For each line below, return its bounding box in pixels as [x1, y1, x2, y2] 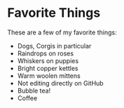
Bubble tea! [17, 86, 51, 95]
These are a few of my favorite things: [7, 28, 117, 36]
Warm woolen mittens [17, 72, 81, 80]
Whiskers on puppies [17, 56, 79, 65]
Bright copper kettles [17, 64, 78, 72]
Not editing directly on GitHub [17, 79, 104, 87]
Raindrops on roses [17, 49, 74, 58]
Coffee [17, 93, 38, 102]
